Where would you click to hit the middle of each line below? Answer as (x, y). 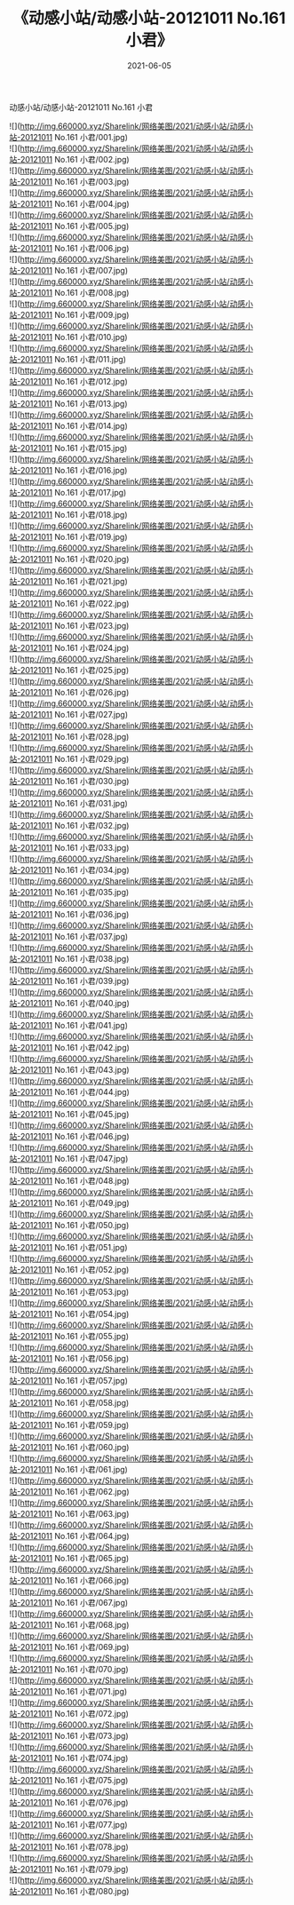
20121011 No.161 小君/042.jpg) (75, 1047)
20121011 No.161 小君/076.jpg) (74, 1802)
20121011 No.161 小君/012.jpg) (74, 381)
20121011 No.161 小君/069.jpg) (75, 1647)
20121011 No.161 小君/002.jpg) (75, 159)
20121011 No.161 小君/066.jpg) (75, 1580)
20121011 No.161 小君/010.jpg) (74, 337)
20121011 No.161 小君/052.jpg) (75, 1269)
